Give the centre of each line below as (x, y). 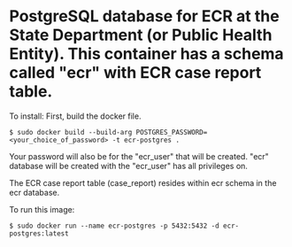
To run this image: (42, 209)
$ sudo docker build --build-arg (71, 132)
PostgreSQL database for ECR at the (145, 16)
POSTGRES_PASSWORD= (172, 132)
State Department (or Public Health (141, 35)
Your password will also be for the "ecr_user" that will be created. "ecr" (139, 156)
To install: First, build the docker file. (75, 116)
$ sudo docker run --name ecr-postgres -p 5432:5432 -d (114, 226)
